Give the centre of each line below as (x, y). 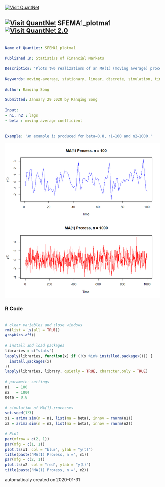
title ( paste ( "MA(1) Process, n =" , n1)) (47, 455)
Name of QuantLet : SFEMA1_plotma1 (41, 48)
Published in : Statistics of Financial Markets (55, 58)
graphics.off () (21, 335)
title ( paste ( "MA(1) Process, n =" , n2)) (47, 470)
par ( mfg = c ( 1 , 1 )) (25, 444)
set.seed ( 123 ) (20, 413)
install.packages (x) (30, 361)
